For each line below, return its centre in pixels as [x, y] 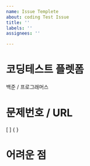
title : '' [18, 22]
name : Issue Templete [32, 11]
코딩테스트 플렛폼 [45, 70]
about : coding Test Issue [37, 17]
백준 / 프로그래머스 [27, 87]
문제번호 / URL [39, 113]
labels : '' [19, 28]
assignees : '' [23, 34]
